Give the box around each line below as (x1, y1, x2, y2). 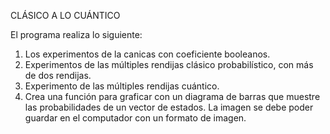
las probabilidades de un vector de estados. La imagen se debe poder (24, 101, 314, 113)
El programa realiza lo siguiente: (10, 29, 143, 40)
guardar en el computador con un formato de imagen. (24, 112, 247, 124)
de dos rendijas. (24, 70, 92, 81)
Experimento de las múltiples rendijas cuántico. (24, 80, 220, 92)
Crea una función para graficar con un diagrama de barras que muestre (24, 91, 321, 102)
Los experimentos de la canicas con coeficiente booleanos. (24, 48, 271, 60)
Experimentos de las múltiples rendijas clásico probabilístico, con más (24, 59, 314, 70)
